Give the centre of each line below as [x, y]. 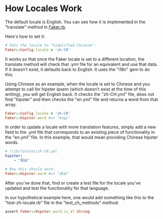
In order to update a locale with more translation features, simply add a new [81, 127]
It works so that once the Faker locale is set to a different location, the [75, 59]
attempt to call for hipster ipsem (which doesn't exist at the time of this [76, 89]
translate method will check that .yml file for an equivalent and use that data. [81, 64]
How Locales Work [44, 8]
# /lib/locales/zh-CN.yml [31, 151]
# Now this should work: [30, 169]
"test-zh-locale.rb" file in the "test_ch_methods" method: [62, 203]
